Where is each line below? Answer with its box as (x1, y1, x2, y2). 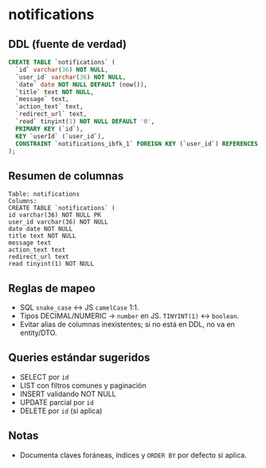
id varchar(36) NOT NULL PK (8, 211, 102, 220)
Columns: (8, 197, 37, 205)
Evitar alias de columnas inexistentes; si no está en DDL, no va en (19, 320, 235, 329)
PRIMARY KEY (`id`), (15, 125, 84, 133)
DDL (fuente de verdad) (8, 37, 127, 51)
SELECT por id (19, 372, 69, 381)
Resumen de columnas (8, 169, 124, 182)
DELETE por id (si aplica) (19, 406, 103, 415)
